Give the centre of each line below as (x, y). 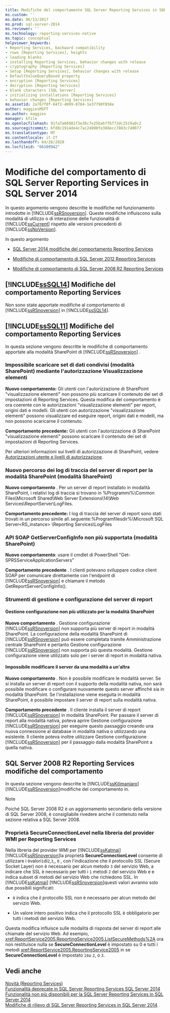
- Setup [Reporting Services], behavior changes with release (72, 72)
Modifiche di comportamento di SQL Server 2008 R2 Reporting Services (88, 268)
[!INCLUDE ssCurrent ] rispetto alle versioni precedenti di (64, 224)
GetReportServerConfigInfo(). (36, 586)
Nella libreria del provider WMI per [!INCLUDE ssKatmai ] (63, 850)
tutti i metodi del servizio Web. (44, 918)
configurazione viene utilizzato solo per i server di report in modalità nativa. (84, 655)
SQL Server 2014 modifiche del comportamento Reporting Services (83, 249)
